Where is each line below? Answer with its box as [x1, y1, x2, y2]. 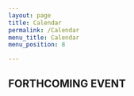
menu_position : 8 [8, 41, 66, 49]
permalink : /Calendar [8, 26, 80, 34]
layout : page [8, 11, 52, 20]
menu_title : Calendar [8, 33, 80, 42]
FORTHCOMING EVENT [8, 76, 127, 90]
